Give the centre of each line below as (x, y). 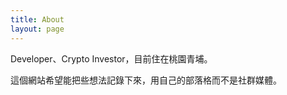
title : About (37, 19)
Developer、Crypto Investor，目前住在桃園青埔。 (111, 58)
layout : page (37, 29)
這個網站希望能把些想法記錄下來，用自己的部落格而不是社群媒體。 (146, 80)
